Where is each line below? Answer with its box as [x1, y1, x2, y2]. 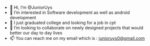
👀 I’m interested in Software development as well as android [9, 10, 130, 15]
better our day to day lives [9, 30, 62, 35]
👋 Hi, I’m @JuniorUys [9, 5, 53, 10]
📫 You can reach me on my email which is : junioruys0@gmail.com [9, 35, 145, 41]
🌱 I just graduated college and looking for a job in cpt [9, 20, 116, 25]
